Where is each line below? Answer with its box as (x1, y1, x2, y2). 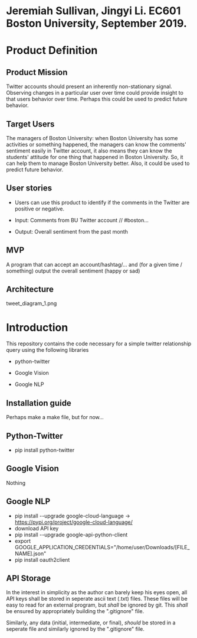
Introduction (6, 320, 68, 334)
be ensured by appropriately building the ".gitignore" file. (6, 608, 145, 615)
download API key (14, 524, 59, 532)
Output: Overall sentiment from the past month (14, 228, 129, 235)
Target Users (6, 119, 55, 129)
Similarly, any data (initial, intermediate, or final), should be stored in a (6, 619, 176, 626)
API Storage (6, 574, 51, 584)
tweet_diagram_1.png (6, 300, 57, 307)
